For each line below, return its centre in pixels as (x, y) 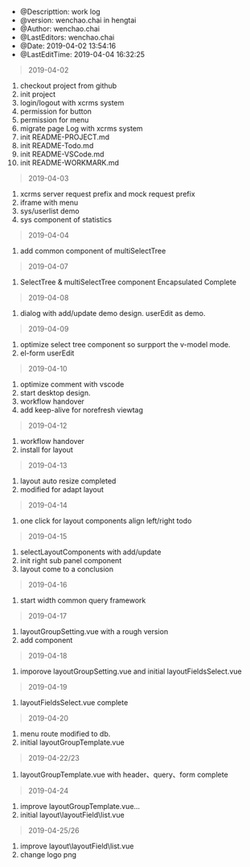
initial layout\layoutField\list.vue (72, 815)
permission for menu (54, 120)
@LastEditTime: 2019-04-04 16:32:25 (82, 54)
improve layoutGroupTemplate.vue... (80, 806)
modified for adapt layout (62, 490)
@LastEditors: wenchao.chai (67, 37)
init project (38, 94)
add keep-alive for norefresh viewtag (81, 410)
